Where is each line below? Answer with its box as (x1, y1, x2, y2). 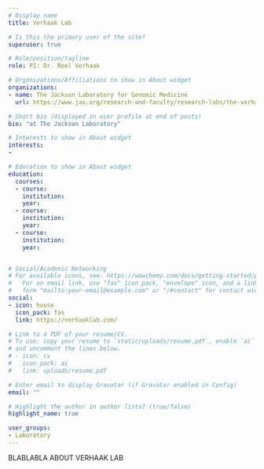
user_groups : (8, 424, 51, 432)
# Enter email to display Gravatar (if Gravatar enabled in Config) (8, 381, 237, 389)
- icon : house (8, 301, 55, 309)
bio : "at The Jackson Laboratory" (8, 120, 122, 128)
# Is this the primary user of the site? (8, 33, 146, 41)
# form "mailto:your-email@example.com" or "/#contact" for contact (8, 287, 244, 295)
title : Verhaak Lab (8, 19, 72, 27)
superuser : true (8, 40, 61, 48)
